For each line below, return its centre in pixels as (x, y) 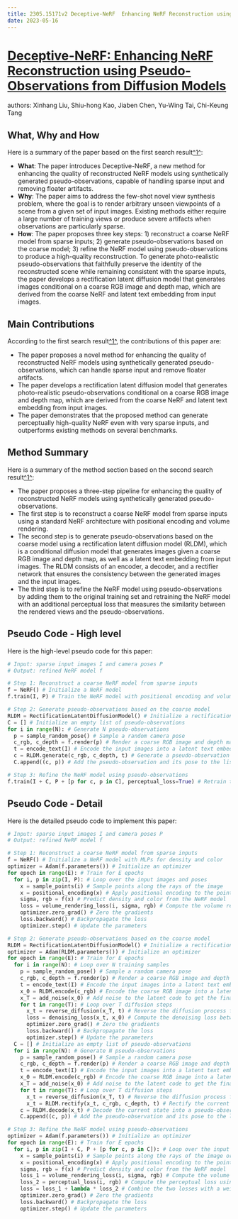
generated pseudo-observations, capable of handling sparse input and (121, 181)
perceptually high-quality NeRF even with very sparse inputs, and (113, 423)
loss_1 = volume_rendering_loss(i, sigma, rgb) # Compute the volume (125, 1176)
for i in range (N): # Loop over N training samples (92, 965)
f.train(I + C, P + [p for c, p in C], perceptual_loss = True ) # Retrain (117, 781)
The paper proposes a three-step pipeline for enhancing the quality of (120, 491)
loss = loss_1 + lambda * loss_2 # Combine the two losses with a (120, 1189)
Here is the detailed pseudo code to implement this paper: (92, 821)
